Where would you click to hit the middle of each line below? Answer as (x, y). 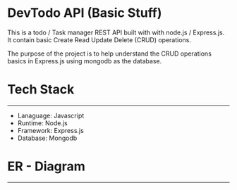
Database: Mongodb (47, 138)
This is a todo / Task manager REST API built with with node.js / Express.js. (116, 32)
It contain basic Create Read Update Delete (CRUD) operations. (99, 39)
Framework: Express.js (51, 130)
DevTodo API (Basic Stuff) (85, 13)
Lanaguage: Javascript (51, 115)
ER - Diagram (47, 166)
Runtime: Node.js (43, 123)
